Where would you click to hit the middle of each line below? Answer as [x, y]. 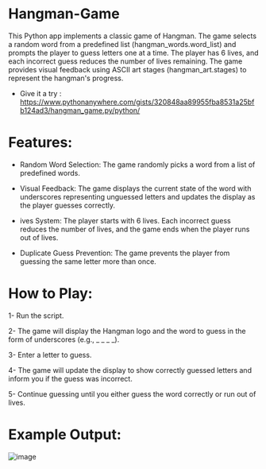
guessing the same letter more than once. [88, 261]
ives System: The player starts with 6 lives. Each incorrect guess [125, 220]
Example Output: [65, 435]
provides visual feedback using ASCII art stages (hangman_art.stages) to [127, 69]
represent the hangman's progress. [66, 78]
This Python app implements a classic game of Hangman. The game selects [132, 36]
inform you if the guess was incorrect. [70, 378]
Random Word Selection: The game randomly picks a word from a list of [137, 165]
